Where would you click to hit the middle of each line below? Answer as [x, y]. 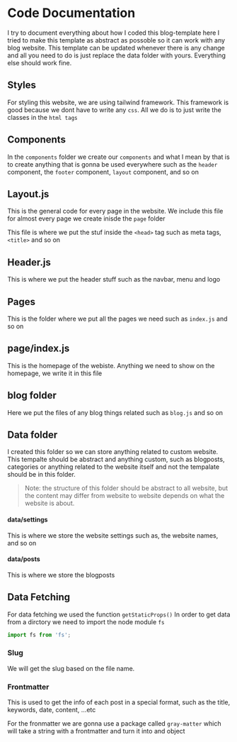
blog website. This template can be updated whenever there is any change [116, 48]
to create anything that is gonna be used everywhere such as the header [112, 164]
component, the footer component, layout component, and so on [103, 172]
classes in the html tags [42, 117]
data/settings [28, 520]
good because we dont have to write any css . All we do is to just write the [114, 110]
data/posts [24, 559]
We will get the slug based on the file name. [71, 668]
